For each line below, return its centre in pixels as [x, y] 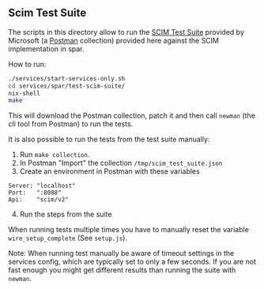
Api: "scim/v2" [38, 200]
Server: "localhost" [42, 186]
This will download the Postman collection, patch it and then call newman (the [132, 116]
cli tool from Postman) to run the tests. [71, 124]
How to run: [27, 64]
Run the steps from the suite [66, 214]
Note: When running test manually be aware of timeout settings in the [121, 253]
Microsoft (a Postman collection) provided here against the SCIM [114, 40]
